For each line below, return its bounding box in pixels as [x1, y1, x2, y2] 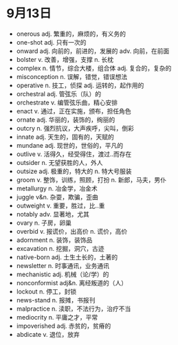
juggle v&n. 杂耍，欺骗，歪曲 [16, 192, 99, 201]
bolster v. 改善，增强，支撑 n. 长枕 [16, 55, 114, 63]
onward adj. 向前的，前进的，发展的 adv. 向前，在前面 [16, 47, 170, 55]
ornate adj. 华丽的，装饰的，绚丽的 [16, 115, 115, 124]
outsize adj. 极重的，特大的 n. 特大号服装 [16, 167, 132, 175]
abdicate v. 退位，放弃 [16, 330, 80, 338]
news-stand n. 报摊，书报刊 [16, 296, 96, 304]
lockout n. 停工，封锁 [16, 287, 77, 296]
